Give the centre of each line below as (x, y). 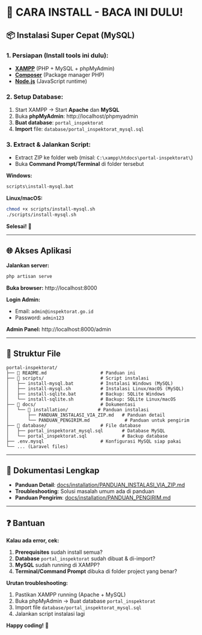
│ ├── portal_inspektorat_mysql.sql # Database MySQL (86, 431)
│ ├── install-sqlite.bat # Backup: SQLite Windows (86, 394)
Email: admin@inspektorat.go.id (54, 311)
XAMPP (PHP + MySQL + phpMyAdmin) (65, 68)
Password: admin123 (39, 317)
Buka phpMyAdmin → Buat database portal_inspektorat (85, 601)
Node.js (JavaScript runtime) (51, 81)
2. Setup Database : (35, 97)
